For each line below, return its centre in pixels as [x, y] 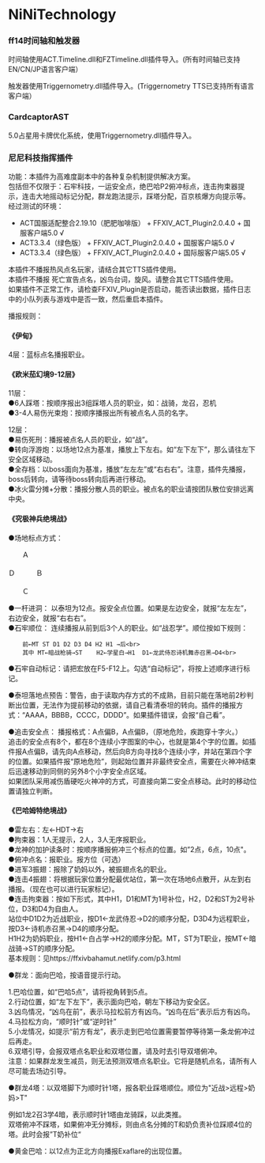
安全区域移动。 [32, 460]
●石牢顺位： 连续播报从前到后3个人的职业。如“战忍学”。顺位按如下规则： [128, 627]
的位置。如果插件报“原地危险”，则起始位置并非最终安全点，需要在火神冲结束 [132, 761]
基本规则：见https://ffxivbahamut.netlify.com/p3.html [95, 958]
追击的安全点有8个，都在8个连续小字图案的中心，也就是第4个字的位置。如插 [132, 741]
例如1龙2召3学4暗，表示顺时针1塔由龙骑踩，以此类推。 [97, 1114]
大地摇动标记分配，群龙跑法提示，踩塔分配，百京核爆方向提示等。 [142, 196]
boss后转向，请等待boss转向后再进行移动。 [79, 479]
